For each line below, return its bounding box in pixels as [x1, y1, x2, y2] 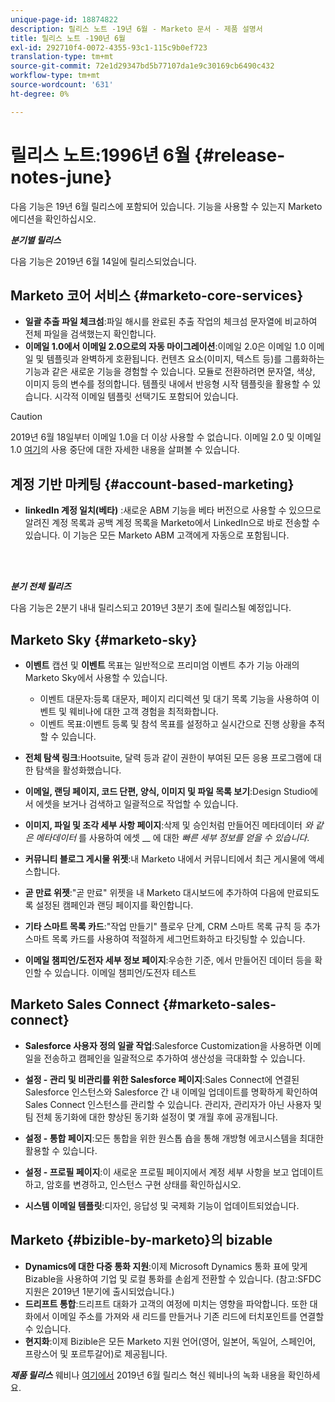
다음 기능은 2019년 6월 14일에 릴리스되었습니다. [10, 255, 197, 267]
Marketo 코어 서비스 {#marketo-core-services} [10, 287, 304, 304]
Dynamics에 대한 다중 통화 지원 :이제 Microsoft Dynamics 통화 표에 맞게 [24, 1260, 308, 1272]
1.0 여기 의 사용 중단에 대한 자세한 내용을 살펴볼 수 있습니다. [10, 444, 240, 456]
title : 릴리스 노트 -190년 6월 [10, 33, 126, 43]
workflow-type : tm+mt [10, 71, 101, 81]
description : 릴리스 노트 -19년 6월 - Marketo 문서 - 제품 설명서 [10, 24, 263, 34]
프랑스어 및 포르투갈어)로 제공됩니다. [24, 1347, 168, 1360]
